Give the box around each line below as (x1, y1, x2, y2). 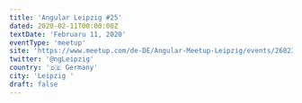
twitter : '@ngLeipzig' (9, 55, 94, 64)
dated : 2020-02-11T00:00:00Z (9, 21, 119, 30)
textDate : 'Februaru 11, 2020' (9, 30, 127, 39)
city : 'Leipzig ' (9, 72, 75, 81)
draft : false (9, 80, 58, 89)
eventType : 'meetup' (9, 38, 87, 47)
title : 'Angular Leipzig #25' (9, 13, 123, 22)
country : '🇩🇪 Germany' (9, 64, 99, 73)
